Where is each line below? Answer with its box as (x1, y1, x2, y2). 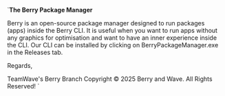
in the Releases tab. (7, 48, 63, 56)
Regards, (7, 62, 33, 69)
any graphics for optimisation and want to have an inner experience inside (7, 34, 217, 42)
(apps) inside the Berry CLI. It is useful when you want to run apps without (7, 27, 218, 34)
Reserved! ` (7, 82, 40, 90)
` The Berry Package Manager (7, 6, 93, 14)
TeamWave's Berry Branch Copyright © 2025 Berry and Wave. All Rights (7, 75, 213, 83)
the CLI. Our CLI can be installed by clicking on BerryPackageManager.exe (7, 41, 219, 49)
